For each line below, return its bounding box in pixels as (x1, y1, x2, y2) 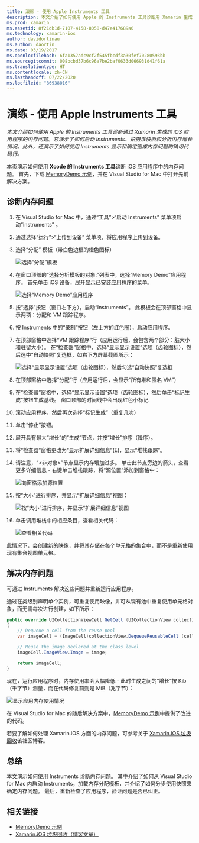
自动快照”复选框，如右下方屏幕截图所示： (32, 351, 135, 358)
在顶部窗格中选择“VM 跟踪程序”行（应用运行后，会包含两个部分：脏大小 (15, 336, 191, 343)
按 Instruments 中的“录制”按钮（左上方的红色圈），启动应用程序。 (15, 324, 174, 331)
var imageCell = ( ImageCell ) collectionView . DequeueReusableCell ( (17, 634, 184, 639)
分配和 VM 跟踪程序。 (35, 311, 89, 318)
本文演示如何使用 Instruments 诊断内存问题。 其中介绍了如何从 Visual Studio (6, 773, 193, 780)
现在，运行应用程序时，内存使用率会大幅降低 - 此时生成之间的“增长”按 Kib (6, 677, 187, 684)
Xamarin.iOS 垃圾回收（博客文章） (15, 831, 99, 838)
